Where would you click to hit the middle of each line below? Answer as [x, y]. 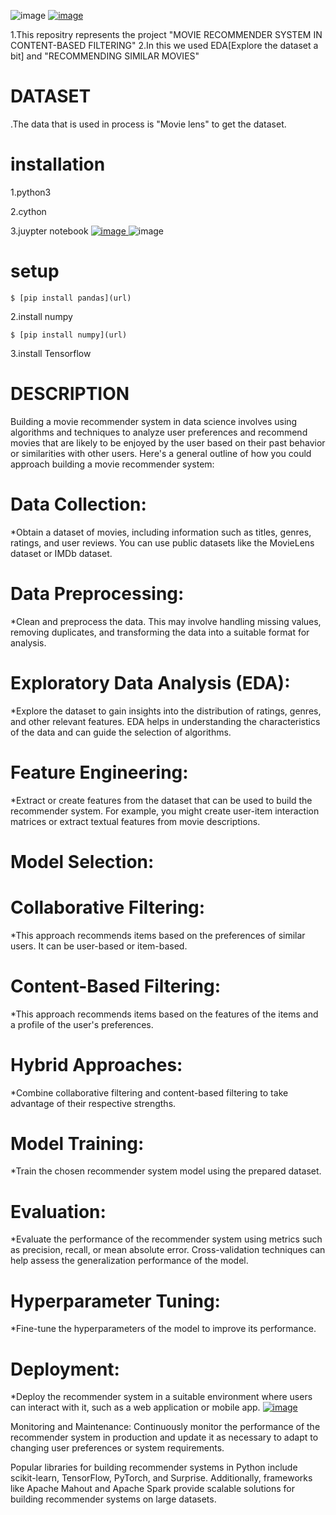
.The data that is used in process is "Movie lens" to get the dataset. [148, 124]
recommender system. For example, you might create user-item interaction [165, 811]
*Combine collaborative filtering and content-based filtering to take [149, 1092]
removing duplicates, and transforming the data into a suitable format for [160, 632]
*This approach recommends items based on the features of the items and [164, 1014]
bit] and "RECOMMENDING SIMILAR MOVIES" [105, 56]
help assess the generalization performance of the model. [129, 1261]
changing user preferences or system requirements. [117, 1448]
